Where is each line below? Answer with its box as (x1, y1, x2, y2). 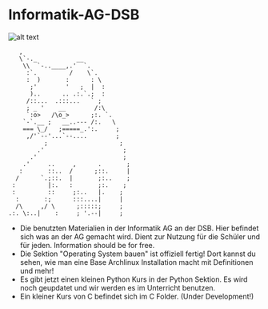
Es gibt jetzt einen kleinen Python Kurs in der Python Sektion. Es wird (19, 274, 248, 284)
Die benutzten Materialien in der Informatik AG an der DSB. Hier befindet (19, 223, 259, 233)
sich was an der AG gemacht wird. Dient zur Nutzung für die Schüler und (19, 231, 261, 242)
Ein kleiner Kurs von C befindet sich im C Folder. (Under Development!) (19, 291, 254, 301)
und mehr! (19, 266, 54, 275)
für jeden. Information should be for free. (19, 240, 155, 250)
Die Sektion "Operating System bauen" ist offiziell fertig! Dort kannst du (19, 249, 256, 258)
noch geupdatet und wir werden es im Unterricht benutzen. (19, 283, 216, 292)
